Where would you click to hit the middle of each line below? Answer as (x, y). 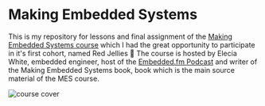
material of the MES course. (54, 78)
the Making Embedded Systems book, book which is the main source (121, 70)
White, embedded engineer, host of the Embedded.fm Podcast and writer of (133, 62)
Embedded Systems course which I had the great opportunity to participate (132, 44)
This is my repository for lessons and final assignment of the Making (121, 36)
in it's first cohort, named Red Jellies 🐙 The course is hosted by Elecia (123, 53)
